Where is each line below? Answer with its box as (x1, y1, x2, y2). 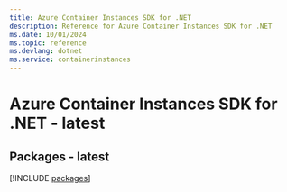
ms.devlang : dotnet (9, 47, 83, 56)
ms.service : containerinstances (9, 55, 131, 64)
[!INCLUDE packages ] (9, 173, 91, 183)
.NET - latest (9, 114, 106, 133)
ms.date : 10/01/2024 (9, 30, 88, 39)
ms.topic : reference (9, 38, 88, 48)
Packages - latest (9, 149, 110, 164)
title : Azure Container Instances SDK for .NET (9, 13, 192, 23)
